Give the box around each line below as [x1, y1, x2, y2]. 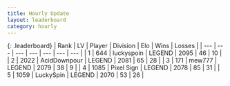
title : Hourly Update [7, 10, 70, 17]
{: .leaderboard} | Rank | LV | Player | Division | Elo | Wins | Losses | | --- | [7, 42, 216, 50]
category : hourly [7, 23, 57, 30]
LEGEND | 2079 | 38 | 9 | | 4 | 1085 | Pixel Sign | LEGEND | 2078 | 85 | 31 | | [7, 63, 220, 72]
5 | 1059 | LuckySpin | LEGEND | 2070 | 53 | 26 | [7, 71, 144, 79]
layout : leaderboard [7, 17, 67, 23]
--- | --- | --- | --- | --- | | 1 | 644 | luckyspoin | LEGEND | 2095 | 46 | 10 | [15, 49, 222, 57]
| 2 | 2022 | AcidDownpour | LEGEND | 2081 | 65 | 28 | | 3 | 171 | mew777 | [7, 56, 218, 65]
